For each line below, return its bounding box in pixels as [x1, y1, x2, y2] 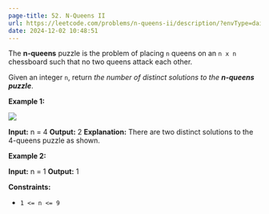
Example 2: [8, 151, 46, 161]
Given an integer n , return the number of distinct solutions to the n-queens [8, 73, 255, 83]
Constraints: [8, 182, 51, 192]
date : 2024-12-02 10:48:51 [8, 26, 98, 34]
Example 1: [8, 97, 46, 107]
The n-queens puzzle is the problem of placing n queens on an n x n [8, 49, 237, 59]
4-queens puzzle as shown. [8, 135, 100, 145]
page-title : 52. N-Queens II [8, 11, 106, 20]
